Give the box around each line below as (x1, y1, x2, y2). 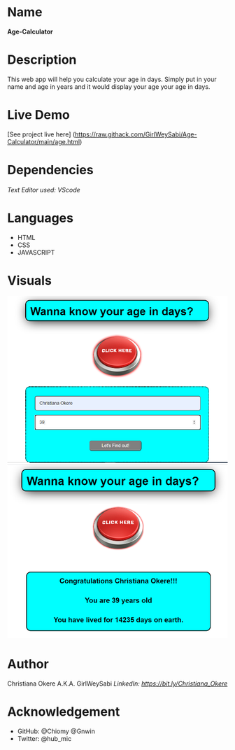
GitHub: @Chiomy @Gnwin (17, 727, 96, 735)
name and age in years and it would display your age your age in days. (7, 82, 211, 91)
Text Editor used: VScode (7, 185, 80, 194)
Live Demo (7, 107, 70, 123)
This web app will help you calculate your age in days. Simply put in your (7, 75, 217, 83)
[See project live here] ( (7, 130, 76, 139)
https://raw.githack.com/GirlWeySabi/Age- (74, 130, 197, 139)
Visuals (7, 272, 52, 288)
